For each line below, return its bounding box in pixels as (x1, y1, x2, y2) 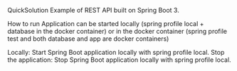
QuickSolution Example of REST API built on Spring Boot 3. (7, 6, 179, 14)
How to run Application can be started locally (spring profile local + (7, 20, 204, 27)
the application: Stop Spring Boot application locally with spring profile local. (7, 56, 231, 64)
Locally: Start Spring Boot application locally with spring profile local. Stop (7, 49, 225, 56)
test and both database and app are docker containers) (7, 34, 169, 43)
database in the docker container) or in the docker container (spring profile (7, 27, 228, 35)
